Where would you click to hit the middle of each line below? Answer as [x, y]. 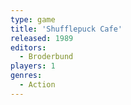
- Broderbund [46, 57]
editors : [28, 47]
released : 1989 [42, 38]
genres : [26, 76]
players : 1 [33, 66]
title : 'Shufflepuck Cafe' [66, 29]
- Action [37, 85]
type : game [33, 19]
